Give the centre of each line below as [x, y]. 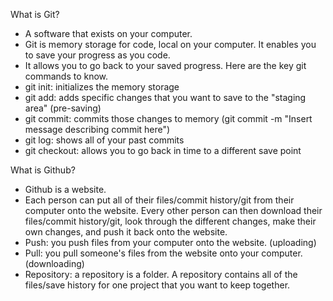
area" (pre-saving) [63, 108]
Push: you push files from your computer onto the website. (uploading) [170, 242]
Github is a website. [65, 189]
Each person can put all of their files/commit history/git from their [159, 200]
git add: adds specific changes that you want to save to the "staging [165, 97]
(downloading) [54, 263]
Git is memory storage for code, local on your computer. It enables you [170, 44]
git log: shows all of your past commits [104, 140]
